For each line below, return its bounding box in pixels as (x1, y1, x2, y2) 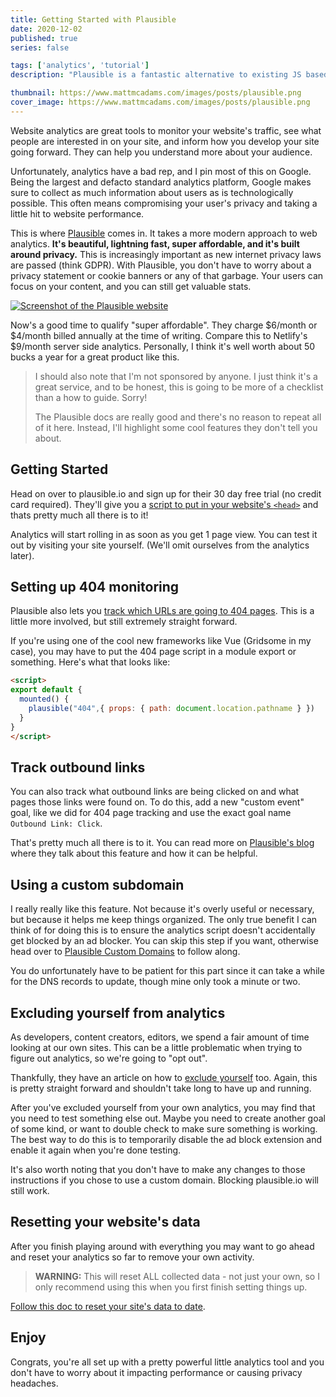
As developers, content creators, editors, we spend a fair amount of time (10, 1031, 310, 1043)
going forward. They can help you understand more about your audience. (10, 146, 313, 158)
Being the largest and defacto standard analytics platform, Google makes (10, 176, 312, 188)
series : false (10, 42, 70, 53)
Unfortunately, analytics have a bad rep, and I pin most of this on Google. (10, 165, 312, 177)
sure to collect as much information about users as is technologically (10, 186, 294, 198)
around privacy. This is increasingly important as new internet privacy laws (10, 248, 322, 260)
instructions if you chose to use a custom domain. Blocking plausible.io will (10, 1174, 319, 1186)
